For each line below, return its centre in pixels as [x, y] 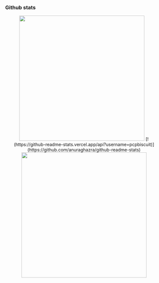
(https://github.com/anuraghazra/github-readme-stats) [84, 150]
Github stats [20, 8]
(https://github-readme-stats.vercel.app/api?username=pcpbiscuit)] [84, 145]
